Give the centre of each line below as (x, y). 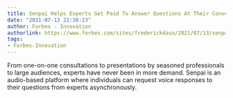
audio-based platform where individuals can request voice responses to (110, 80)
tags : (15, 39)
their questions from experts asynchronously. (72, 87)
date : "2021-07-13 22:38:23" (49, 20)
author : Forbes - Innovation (49, 26)
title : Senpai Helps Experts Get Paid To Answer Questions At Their (108, 13)
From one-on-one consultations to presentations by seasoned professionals (116, 65)
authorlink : (24, 33)
